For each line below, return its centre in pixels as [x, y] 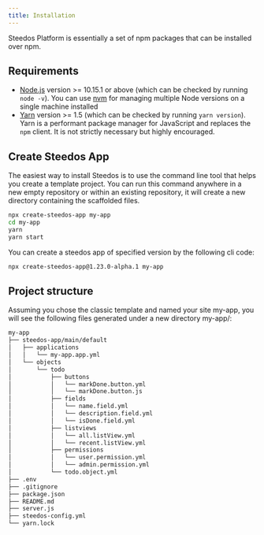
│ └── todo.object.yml [63, 472]
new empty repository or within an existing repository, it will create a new [127, 192]
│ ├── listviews [52, 428]
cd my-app [24, 223]
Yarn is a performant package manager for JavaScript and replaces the [135, 124]
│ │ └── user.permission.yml [77, 458]
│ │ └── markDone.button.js [76, 392]
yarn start [26, 237]
